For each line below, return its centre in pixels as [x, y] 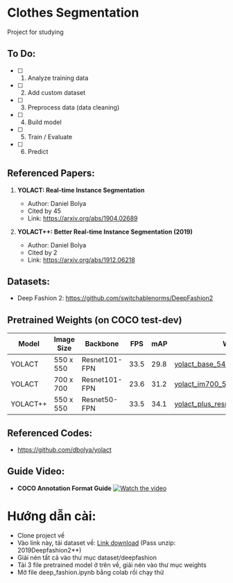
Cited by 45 [44, 211]
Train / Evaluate [50, 137]
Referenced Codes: [50, 433]
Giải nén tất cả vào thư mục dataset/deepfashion [87, 557]
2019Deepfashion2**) [49, 550]
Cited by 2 [42, 252]
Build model [45, 122]
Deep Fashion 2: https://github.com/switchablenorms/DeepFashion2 [115, 298]
